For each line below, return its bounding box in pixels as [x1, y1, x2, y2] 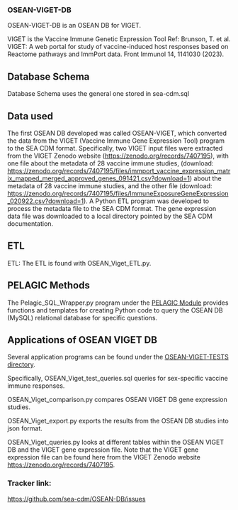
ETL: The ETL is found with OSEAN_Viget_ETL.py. [7, 259, 152, 267]
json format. [7, 424, 42, 433]
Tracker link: [7, 478, 52, 488]
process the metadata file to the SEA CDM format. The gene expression [7, 204, 217, 212]
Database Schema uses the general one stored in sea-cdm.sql [7, 89, 190, 98]
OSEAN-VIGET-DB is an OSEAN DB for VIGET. [7, 21, 142, 30]
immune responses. [7, 381, 65, 390]
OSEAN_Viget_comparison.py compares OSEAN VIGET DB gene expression [7, 396, 228, 404]
